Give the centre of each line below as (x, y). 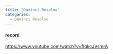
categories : (18, 14)
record (12, 35)
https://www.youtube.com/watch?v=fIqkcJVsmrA (57, 46)
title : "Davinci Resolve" (32, 10)
